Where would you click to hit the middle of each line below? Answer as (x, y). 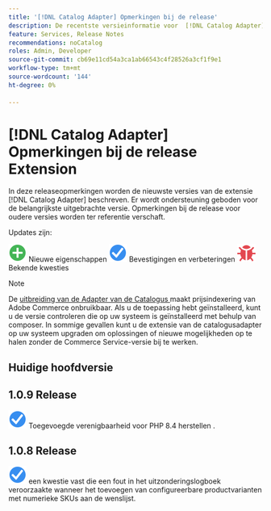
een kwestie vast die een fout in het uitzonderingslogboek (125, 481)
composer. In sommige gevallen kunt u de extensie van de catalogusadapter (135, 325)
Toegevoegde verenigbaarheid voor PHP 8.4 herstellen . (121, 425)
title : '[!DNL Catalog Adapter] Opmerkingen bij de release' (113, 17)
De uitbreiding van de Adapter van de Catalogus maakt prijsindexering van (132, 299)
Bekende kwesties (39, 268)
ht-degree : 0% (32, 85)
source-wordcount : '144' (50, 77)
